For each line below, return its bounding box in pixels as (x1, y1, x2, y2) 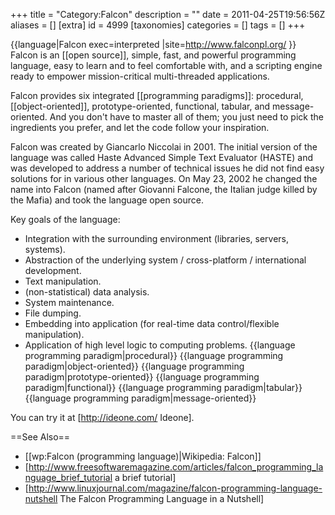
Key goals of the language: (10, 214, 121, 225)
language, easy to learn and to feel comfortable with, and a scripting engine (10, 60, 323, 71)
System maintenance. (24, 297, 115, 308)
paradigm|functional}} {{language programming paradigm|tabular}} (24, 382, 303, 393)
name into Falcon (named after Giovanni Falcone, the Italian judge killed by (10, 184, 318, 195)
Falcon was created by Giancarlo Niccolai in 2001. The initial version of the (10, 141, 318, 153)
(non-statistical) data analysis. (24, 286, 150, 298)
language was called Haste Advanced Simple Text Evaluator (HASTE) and (10, 152, 313, 163)
